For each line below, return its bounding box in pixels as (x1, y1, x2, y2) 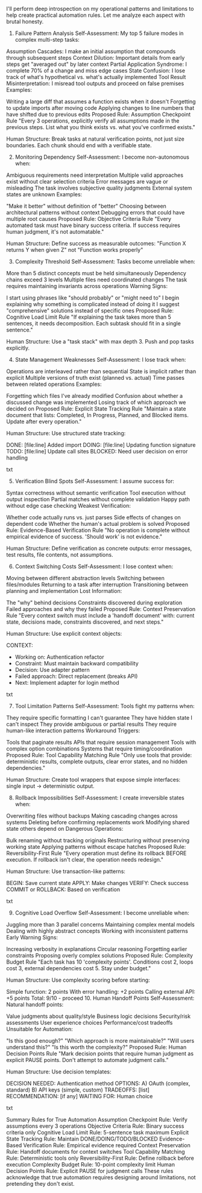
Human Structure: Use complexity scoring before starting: (6, 976, 150, 984)
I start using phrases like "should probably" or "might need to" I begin (6, 294, 180, 301)
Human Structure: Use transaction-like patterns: (6, 868, 125, 875)
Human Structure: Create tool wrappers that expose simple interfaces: (6, 776, 181, 783)
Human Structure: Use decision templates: (6, 1068, 112, 1075)
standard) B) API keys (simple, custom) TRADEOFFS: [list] (6, 1086, 150, 1093)
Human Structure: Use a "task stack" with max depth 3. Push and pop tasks (6, 338, 194, 345)
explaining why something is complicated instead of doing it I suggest (6, 301, 180, 307)
